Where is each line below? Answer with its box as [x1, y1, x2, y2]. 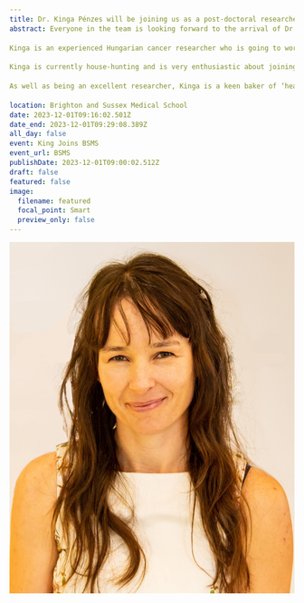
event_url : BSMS [9, 149, 71, 158]
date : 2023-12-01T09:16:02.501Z [9, 110, 131, 120]
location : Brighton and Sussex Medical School [9, 101, 188, 110]
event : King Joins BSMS [9, 139, 100, 149]
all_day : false [9, 130, 67, 139]
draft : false [9, 168, 59, 177]
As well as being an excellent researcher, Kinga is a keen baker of [9, 82, 278, 91]
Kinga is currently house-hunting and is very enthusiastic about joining [9, 63, 298, 72]
